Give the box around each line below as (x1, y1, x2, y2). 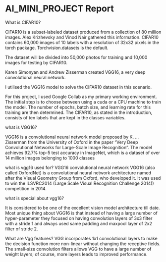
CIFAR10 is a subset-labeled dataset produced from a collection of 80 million (5, 29, 162, 35)
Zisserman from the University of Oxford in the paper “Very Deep (5, 139, 138, 145)
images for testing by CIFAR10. (5, 59, 68, 65)
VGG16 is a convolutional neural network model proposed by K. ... (5, 134, 139, 140)
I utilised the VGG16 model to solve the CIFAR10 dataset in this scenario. (5, 84, 152, 90)
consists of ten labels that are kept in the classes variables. (5, 114, 126, 120)
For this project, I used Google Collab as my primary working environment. (5, 94, 157, 100)
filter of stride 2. (5, 226, 38, 232)
